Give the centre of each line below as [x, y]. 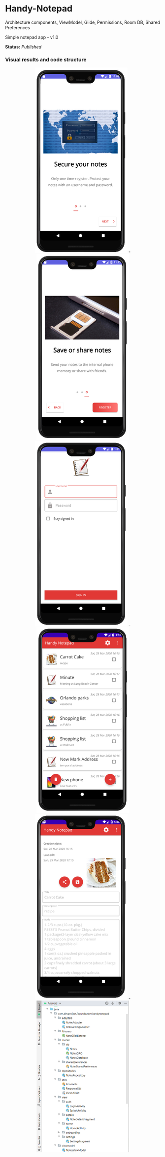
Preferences [18, 27]
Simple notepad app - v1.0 [32, 37]
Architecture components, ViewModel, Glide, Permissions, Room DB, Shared [82, 22]
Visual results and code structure [46, 59]
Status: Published [23, 47]
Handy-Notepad [39, 9]
